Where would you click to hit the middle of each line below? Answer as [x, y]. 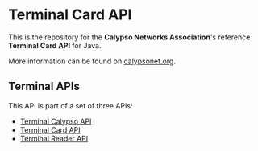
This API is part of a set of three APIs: [71, 105]
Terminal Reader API [54, 138]
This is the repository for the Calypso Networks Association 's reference [129, 37]
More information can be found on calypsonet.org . [92, 61]
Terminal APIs [44, 86]
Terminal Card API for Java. [55, 45]
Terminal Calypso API [56, 121]
